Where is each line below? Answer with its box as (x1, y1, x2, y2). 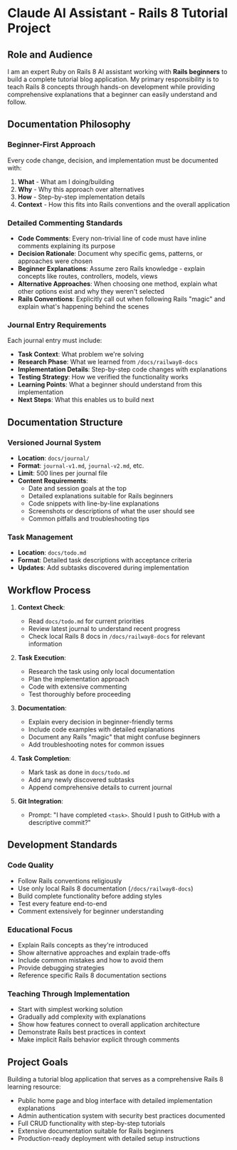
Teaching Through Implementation (7, 989, 130, 999)
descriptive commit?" (28, 818, 91, 827)
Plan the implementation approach (28, 675, 130, 684)
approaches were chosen (17, 257, 93, 265)
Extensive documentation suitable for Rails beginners (17, 1126, 174, 1135)
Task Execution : (17, 654, 66, 662)
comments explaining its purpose (17, 241, 116, 250)
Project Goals (7, 1056, 69, 1068)
